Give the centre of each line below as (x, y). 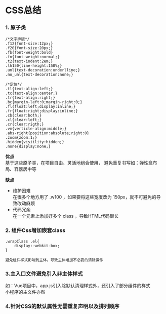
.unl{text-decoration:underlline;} (43, 70)
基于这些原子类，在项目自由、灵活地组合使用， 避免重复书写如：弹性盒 (79, 163)
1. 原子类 (16, 27)
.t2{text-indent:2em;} (29, 61)
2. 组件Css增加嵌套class (35, 230)
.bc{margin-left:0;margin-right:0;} (44, 102)
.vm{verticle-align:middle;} (36, 129)
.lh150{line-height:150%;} (34, 66)
